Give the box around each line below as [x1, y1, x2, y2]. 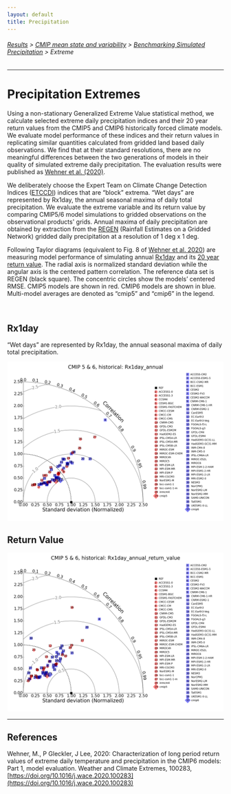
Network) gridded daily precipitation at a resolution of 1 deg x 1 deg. [7, 232, 199, 240]
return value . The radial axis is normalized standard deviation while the [7, 260, 208, 268]
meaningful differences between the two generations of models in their [7, 153, 208, 161]
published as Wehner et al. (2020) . [7, 167, 105, 175]
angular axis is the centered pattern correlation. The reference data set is [7, 267, 214, 275]
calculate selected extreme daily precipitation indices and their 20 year [7, 116, 208, 125]
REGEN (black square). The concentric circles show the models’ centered [7, 275, 215, 283]
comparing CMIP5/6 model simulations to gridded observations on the [7, 210, 206, 218]
